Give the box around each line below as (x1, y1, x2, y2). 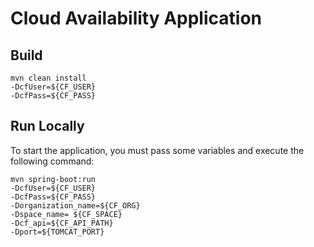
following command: (10, 155, 95, 167)
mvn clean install (10, 73, 87, 83)
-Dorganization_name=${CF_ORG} (10, 200, 141, 211)
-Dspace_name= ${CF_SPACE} (10, 209, 123, 219)
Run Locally (10, 118, 85, 135)
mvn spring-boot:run (10, 174, 97, 184)
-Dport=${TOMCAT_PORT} (10, 227, 105, 237)
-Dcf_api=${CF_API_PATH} (10, 218, 114, 228)
